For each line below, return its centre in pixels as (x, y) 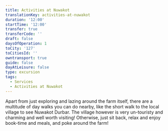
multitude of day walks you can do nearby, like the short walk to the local (82, 106)
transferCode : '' (24, 34)
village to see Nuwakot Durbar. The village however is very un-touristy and (84, 112)
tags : (11, 77)
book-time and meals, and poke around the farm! (57, 123)
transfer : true (22, 29)
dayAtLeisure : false (27, 67)
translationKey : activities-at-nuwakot (48, 15)
